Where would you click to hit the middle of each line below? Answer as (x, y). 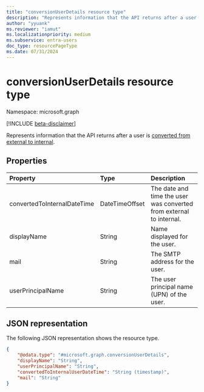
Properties (27, 161)
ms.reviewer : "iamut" (34, 29)
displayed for (169, 237)
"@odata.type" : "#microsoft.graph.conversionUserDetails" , (93, 355)
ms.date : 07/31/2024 (32, 52)
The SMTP (166, 254)
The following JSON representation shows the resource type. (83, 338)
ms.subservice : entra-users (42, 40)
